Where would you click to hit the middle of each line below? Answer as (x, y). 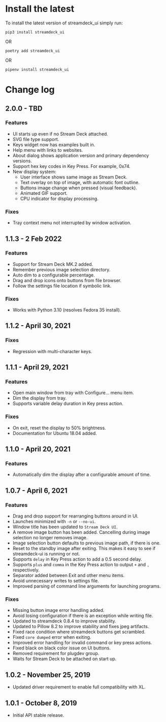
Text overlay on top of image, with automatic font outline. (80, 182)
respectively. (26, 570)
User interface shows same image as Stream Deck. (74, 177)
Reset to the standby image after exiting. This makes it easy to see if (84, 548)
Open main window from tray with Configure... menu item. (73, 393)
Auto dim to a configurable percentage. (54, 275)
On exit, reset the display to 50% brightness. (59, 428)
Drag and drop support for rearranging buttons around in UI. (75, 516)
